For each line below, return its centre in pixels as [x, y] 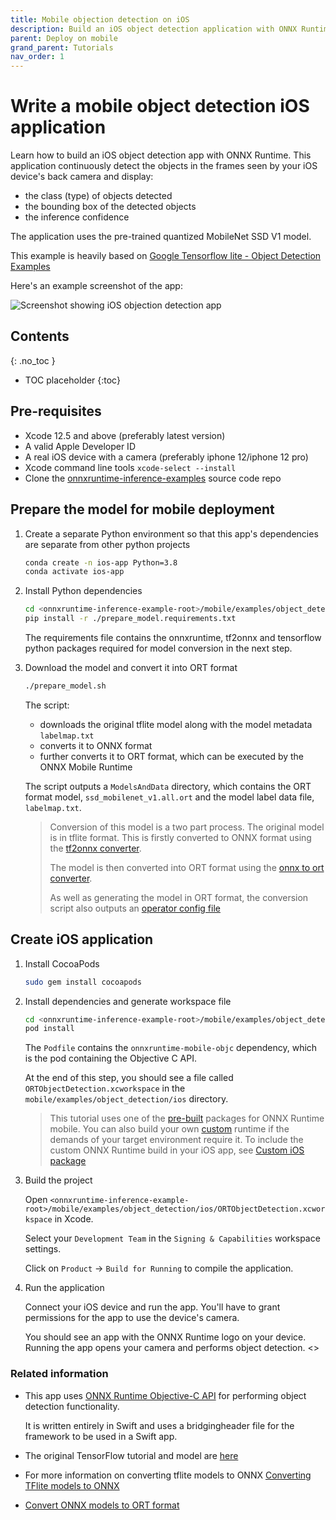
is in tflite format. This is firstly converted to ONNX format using [180, 837]
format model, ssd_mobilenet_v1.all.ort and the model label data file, [169, 797]
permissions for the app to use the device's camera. [132, 1318]
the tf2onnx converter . [95, 848]
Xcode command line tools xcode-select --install [130, 467]
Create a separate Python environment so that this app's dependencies [171, 533]
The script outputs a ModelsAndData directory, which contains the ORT [168, 786]
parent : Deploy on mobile [64, 38]
